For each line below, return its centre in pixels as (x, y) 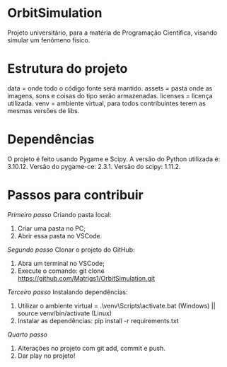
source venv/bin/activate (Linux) (64, 313)
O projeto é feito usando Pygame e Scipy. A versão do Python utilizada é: (114, 159)
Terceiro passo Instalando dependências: (68, 292)
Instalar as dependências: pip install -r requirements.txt (98, 320)
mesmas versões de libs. (43, 110)
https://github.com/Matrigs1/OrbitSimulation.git (86, 278)
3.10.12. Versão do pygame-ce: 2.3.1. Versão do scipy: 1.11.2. (94, 166)
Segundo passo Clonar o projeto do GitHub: (71, 250)
